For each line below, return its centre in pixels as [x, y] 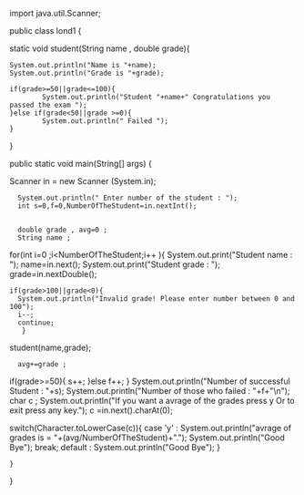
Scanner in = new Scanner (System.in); [83, 181]
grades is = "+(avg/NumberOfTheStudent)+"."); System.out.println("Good [147, 438]
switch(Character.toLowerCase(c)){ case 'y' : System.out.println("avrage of [151, 428]
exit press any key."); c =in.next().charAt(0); [91, 410]
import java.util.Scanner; [56, 13]
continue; [36, 323]
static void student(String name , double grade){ [100, 48]
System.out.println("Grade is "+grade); [87, 73]
